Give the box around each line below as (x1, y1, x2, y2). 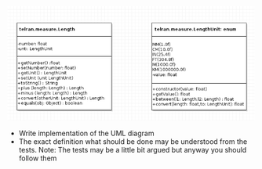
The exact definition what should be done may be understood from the (18, 137, 248, 146)
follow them (18, 153, 57, 163)
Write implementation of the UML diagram (18, 128, 155, 138)
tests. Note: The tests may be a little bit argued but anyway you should (18, 146, 247, 155)
